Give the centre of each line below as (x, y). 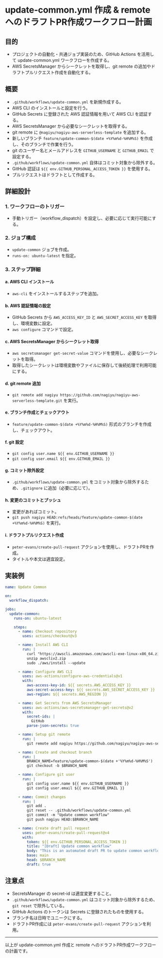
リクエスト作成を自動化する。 (63, 72)
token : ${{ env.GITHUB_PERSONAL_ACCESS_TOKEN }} (77, 842)
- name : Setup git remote (44, 734)
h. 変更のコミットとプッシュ (33, 500)
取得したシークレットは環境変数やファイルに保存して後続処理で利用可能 (84, 366)
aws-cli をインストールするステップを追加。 (56, 293)
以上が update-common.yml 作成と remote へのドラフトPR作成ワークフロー (81, 945)
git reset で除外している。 (39, 906)
